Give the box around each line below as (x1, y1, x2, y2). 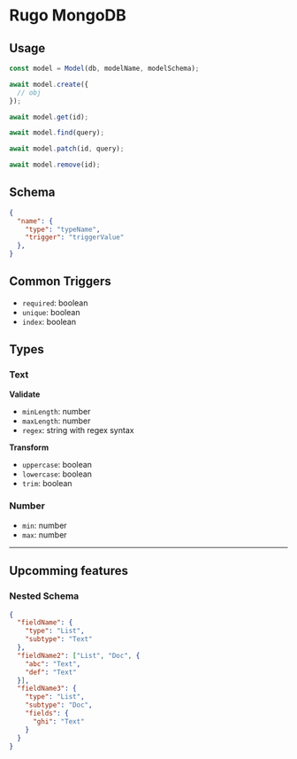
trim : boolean (21, 477, 72, 488)
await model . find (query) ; (9, 128, 104, 137)
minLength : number (21, 406, 91, 416)
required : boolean (21, 298, 88, 308)
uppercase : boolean (21, 459, 93, 469)
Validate (9, 389, 41, 399)
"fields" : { (25, 709, 69, 718)
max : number (21, 529, 68, 540)
